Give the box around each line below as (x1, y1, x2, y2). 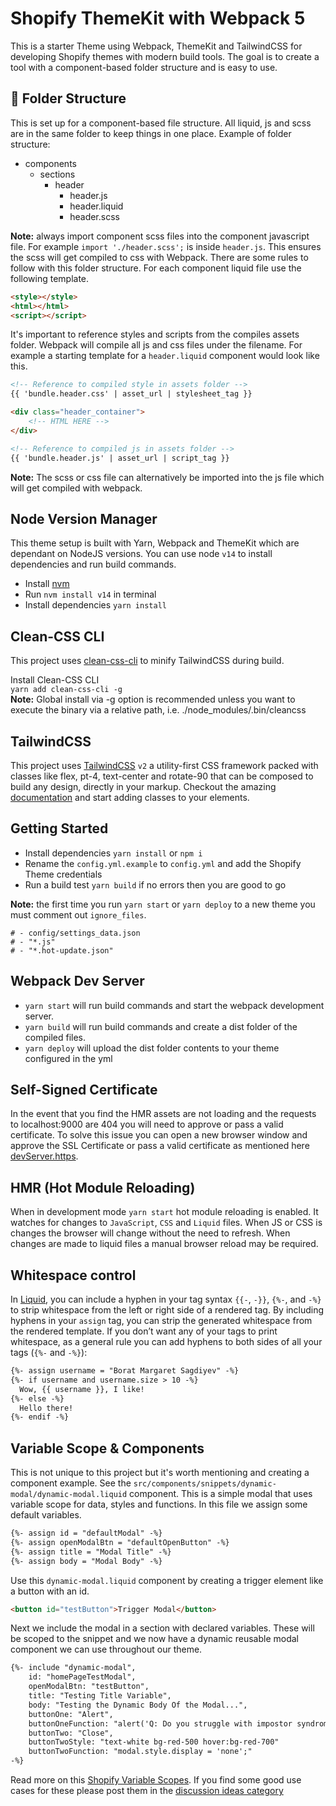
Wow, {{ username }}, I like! (19, 1384, 145, 1394)
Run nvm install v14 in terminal (24, 588, 157, 601)
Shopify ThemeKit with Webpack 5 (10, 7, 306, 30)
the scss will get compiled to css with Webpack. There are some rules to (10, 251, 309, 263)
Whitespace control (10, 1267, 137, 1284)
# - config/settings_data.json (10, 928, 141, 938)
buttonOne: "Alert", (28, 1709, 114, 1719)
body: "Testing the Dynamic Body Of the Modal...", (28, 1700, 248, 1710)
